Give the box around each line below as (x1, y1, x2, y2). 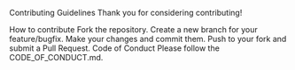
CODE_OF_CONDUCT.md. (9, 52, 104, 62)
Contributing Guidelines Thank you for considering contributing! (9, 8, 243, 17)
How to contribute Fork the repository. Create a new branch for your (9, 24, 259, 34)
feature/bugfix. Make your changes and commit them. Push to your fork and (9, 34, 287, 44)
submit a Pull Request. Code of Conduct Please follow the (9, 43, 220, 53)
